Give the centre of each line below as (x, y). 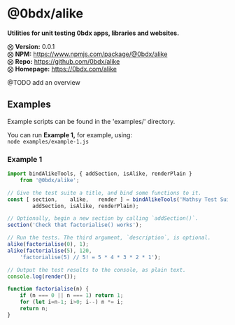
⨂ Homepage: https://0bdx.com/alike (62, 69)
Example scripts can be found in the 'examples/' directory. (91, 121)
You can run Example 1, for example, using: (70, 134)
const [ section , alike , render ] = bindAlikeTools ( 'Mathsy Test (112, 199)
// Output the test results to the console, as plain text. (97, 270)
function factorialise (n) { (48, 289)
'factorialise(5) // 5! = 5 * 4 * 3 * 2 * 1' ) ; (90, 257)
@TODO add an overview (44, 82)
